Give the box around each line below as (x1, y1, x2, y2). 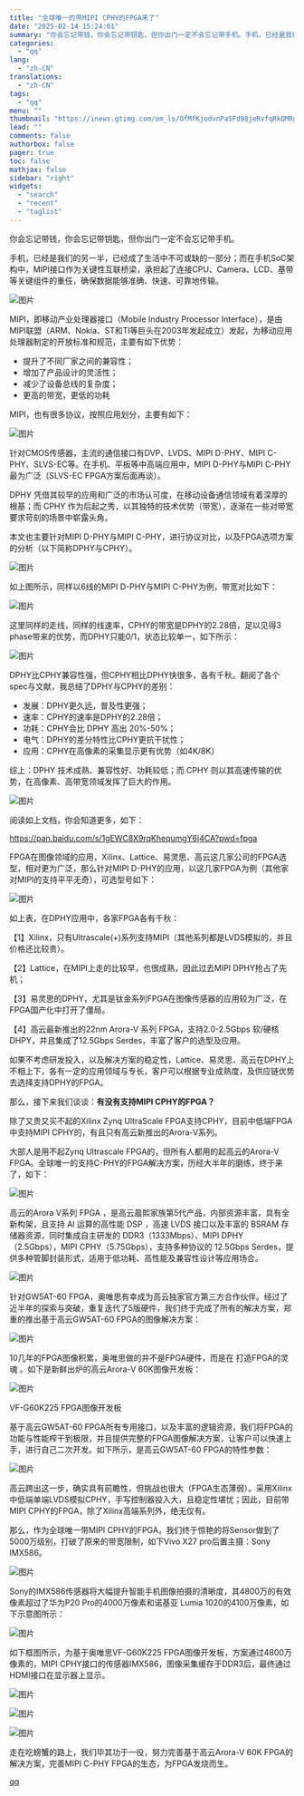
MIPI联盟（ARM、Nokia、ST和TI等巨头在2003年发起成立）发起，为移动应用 (9, 325, 292, 335)
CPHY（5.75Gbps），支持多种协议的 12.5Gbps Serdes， (79, 1241, 287, 1252)
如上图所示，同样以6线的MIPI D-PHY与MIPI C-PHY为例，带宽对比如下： (9, 581, 278, 592)
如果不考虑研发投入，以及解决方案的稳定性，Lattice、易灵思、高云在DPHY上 (9, 1053, 295, 1065)
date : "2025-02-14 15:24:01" (9, 22, 119, 31)
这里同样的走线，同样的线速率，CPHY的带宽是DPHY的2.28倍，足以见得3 (9, 619, 282, 630)
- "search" (17, 190, 59, 199)
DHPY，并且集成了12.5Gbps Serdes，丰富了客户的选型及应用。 (9, 1034, 246, 1045)
